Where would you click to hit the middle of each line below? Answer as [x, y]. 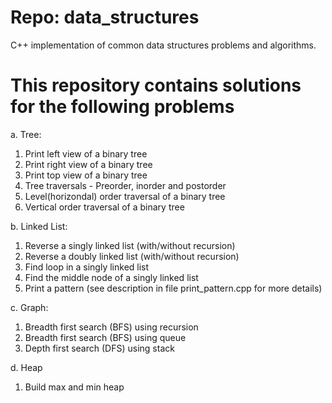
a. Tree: [26, 134]
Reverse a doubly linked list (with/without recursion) [132, 256]
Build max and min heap [74, 387]
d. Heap [26, 367]
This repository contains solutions [156, 85]
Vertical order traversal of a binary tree [104, 207]
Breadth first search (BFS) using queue [105, 337]
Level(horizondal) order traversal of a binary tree [125, 196]
